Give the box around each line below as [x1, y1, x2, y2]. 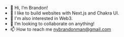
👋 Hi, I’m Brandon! [10, 5, 48, 10]
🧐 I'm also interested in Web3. [10, 15, 73, 21]
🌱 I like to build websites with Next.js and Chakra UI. [10, 10, 119, 16]
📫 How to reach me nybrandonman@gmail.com [10, 26, 111, 32]
